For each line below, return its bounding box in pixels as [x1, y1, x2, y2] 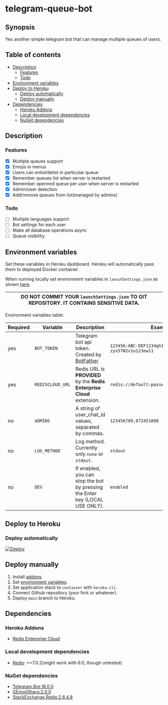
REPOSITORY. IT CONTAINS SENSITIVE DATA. [28, 300, 140, 307]
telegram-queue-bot [5, 3, 92, 15]
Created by [75, 351, 101, 358]
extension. [75, 397, 100, 404]
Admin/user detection [12, 186, 57, 192]
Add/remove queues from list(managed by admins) [12, 192, 117, 198]
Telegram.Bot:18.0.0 [12, 683, 54, 689]
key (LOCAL [75, 496, 103, 503]
